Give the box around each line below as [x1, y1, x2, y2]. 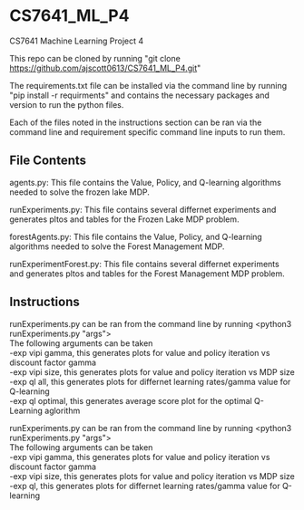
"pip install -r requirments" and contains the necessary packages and [9, 90, 270, 101]
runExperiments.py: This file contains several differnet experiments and [9, 204, 277, 215]
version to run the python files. [9, 99, 124, 110]
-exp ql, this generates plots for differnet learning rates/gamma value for [9, 480, 280, 491]
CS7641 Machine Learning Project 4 [9, 35, 144, 46]
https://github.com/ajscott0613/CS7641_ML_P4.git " [9, 63, 201, 73]
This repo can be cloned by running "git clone [9, 53, 181, 63]
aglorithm [44, 405, 81, 416]
